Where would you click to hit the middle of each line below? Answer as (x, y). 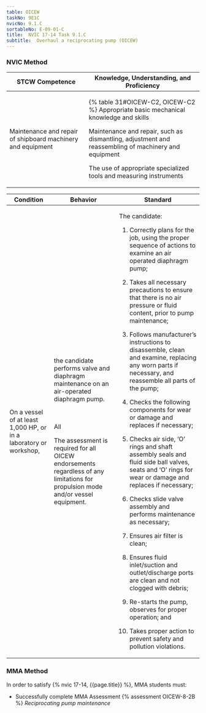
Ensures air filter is (156, 536)
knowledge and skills (119, 117)
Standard (158, 200)
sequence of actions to (163, 245)
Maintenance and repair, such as (136, 132)
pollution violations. (158, 647)
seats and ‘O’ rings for (161, 470)
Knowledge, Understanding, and (143, 78)
